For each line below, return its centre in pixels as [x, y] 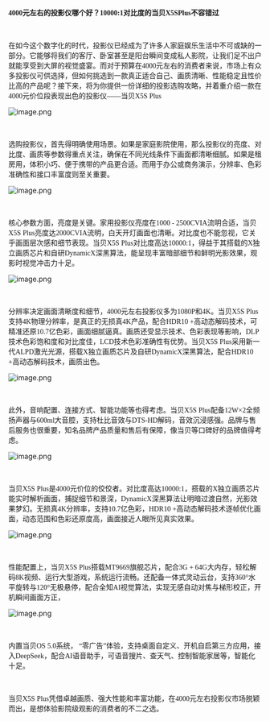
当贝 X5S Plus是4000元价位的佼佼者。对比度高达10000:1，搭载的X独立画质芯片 [134, 489]
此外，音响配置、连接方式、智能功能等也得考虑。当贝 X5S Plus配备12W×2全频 [134, 410]
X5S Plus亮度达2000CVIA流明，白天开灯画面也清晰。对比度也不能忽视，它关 [132, 233]
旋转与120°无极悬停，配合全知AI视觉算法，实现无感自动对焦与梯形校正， [135, 587]
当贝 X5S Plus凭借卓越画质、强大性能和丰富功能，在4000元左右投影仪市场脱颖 [134, 699]
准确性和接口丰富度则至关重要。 [61, 175]
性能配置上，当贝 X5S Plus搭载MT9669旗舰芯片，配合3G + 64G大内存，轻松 [129, 567]
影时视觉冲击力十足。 [43, 263]
